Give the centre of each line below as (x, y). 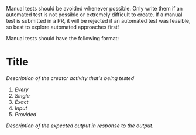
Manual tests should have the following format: (62, 38)
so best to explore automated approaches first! (63, 27)
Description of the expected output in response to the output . (80, 126)
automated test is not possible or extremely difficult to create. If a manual (94, 15)
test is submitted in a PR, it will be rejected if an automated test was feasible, (98, 21)
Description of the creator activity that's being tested (70, 78)
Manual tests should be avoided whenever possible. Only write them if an (94, 8)
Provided (25, 114)
